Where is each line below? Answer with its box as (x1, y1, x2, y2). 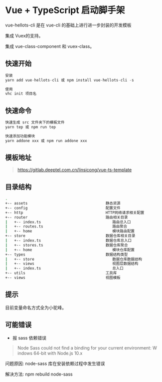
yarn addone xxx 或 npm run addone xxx (5, 138, 87, 143)
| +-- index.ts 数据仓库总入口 (5, 238, 132, 243)
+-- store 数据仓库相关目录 (5, 233, 136, 238)
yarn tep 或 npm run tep (5, 124, 56, 129)
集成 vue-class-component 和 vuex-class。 (5, 43, 95, 49)
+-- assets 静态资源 (5, 201, 121, 206)
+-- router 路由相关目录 (5, 214, 128, 220)
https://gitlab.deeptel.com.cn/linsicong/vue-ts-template (17, 167, 132, 173)
